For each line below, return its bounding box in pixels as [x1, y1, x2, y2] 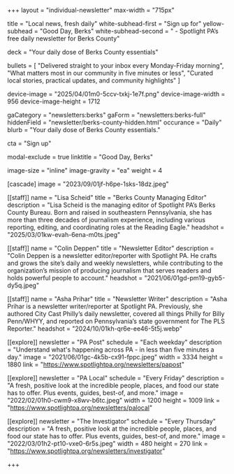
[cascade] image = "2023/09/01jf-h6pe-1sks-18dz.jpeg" [7, 180, 169, 188]
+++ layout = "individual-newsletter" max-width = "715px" [7, 6, 175, 14]
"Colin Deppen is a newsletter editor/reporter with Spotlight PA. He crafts [7, 252, 217, 259]
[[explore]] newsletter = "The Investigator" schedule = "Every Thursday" [7, 417, 217, 425]
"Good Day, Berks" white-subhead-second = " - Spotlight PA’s [39, 27, 219, 35]
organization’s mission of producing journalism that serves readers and [7, 266, 212, 275]
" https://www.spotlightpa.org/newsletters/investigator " [7, 447, 166, 455]
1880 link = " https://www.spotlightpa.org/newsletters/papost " [7, 360, 185, 368]
